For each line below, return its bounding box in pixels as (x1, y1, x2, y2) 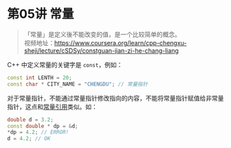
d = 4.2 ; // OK (7, 135, 51, 143)
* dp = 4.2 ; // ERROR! (7, 129, 69, 136)
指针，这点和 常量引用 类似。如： (7, 102, 98, 110)
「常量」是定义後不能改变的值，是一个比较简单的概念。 (23, 30, 181, 38)
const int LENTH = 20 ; (7, 74, 72, 81)
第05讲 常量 (7, 6, 74, 22)
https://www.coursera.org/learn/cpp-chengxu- (54, 38, 187, 47)
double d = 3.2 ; (7, 116, 54, 123)
